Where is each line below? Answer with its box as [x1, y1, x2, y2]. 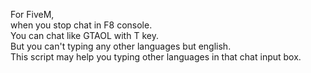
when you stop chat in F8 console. [10, 19, 153, 31]
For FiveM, [10, 9, 55, 20]
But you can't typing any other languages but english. [10, 40, 232, 52]
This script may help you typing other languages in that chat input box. [10, 51, 302, 63]
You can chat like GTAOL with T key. [10, 30, 159, 41]
